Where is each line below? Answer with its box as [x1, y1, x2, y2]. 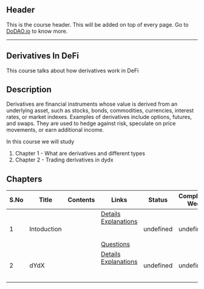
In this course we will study [6, 138, 75, 145]
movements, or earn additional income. [6, 126, 104, 134]
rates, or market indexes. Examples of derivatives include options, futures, [6, 114, 192, 121]
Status [148, 195, 168, 204]
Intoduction [29, 225, 62, 233]
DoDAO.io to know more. [6, 27, 68, 35]
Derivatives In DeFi [6, 51, 80, 61]
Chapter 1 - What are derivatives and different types [15, 150, 146, 157]
